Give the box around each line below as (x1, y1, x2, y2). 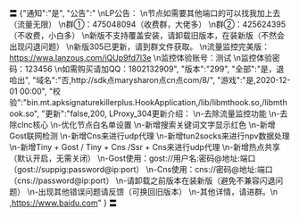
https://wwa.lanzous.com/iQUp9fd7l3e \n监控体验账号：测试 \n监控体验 (9, 53, 272, 63)
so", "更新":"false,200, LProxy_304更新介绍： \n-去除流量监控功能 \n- (25, 108, 280, 119)
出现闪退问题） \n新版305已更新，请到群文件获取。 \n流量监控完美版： (9, 41, 270, 52)
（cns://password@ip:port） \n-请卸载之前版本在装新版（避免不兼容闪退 (9, 175, 276, 186)
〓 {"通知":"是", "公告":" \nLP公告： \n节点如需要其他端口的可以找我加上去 (9, 8, 281, 18)
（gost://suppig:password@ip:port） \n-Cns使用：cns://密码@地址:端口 (9, 164, 273, 174)
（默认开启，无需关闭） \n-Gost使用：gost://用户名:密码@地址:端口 (9, 153, 256, 163)
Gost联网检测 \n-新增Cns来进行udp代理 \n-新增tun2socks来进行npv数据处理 (9, 130, 290, 141)
